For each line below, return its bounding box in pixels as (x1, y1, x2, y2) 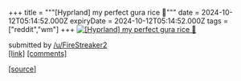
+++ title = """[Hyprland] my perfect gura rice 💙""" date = (8, 8, 200, 17)
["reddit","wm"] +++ (8, 25, 75, 34)
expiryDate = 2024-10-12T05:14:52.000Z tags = (69, 16, 229, 26)
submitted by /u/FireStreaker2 (8, 40, 108, 50)
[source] (8, 64, 37, 74)
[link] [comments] (8, 49, 67, 58)
